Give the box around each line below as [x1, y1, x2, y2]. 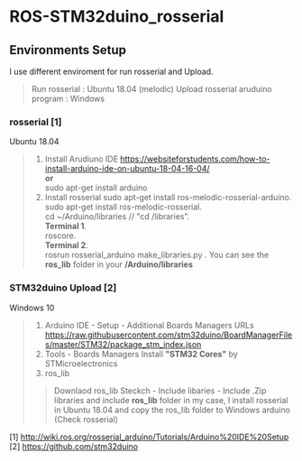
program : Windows [31, 93, 105, 104]
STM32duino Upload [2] [9, 281, 117, 294]
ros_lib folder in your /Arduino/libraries [44, 259, 194, 270]
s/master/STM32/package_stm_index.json [44, 338, 202, 349]
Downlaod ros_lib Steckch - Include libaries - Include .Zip [53, 385, 267, 396]
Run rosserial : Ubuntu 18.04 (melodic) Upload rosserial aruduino [31, 84, 272, 94]
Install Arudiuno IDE [44, 153, 119, 164]
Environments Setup [9, 42, 127, 58]
